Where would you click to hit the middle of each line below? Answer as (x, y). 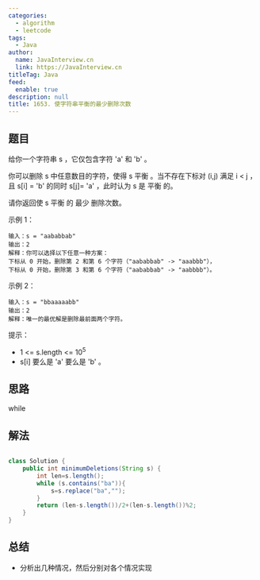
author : (21, 52)
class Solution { (37, 462)
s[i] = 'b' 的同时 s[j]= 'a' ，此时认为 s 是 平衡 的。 (97, 186)
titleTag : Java (33, 75)
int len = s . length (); (71, 476)
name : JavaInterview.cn (54, 60)
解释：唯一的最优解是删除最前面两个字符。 (67, 319)
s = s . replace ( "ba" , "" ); (88, 491)
